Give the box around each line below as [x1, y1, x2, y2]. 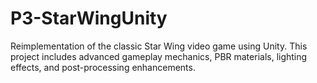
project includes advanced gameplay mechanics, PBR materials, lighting [10, 50, 308, 62]
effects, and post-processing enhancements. [10, 61, 196, 73]
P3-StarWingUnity [10, 7, 168, 30]
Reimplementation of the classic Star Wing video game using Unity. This [10, 40, 308, 52]
